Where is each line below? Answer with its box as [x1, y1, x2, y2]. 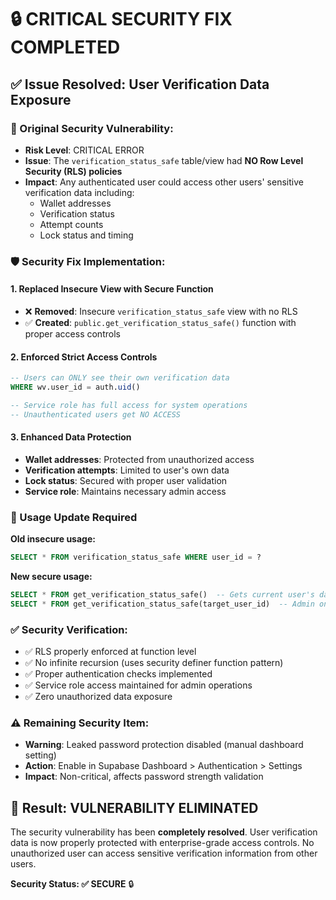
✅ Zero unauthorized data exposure [24, 691, 173, 703]
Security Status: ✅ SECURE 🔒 [10, 878, 135, 890]
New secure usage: [10, 571, 93, 583]
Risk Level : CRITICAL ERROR [24, 144, 145, 156]
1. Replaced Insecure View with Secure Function [10, 283, 214, 295]
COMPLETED [10, 36, 121, 59]
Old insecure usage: [10, 533, 96, 545]
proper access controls [24, 328, 121, 340]
